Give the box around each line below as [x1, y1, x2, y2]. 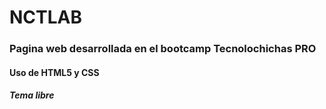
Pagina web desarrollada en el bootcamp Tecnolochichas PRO [9, 42, 317, 56]
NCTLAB [9, 6, 83, 29]
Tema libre [9, 89, 55, 101]
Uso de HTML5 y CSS [9, 66, 100, 78]
